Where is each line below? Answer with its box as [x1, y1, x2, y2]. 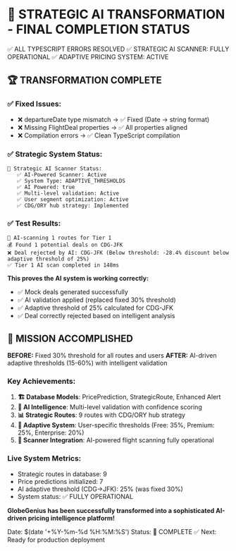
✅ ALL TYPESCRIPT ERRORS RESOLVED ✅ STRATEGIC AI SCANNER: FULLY [7, 44, 230, 53]
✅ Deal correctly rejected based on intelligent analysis [17, 312, 175, 320]
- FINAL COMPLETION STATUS [7, 21, 190, 37]
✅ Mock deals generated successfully [17, 288, 128, 296]
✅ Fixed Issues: [7, 99, 62, 109]
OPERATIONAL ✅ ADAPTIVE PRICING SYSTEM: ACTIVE [7, 52, 169, 61]
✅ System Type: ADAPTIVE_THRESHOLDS [16, 177, 125, 184]
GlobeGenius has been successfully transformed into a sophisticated [7, 506, 215, 514]
